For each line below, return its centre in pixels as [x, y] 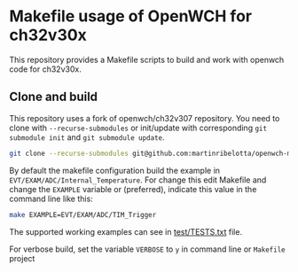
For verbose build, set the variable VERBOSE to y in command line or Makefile [147, 249]
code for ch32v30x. [45, 69]
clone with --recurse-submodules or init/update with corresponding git [138, 128]
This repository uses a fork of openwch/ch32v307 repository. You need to [145, 118]
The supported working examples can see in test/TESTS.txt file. [125, 231]
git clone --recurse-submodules [69, 153]
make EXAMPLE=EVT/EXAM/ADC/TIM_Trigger [83, 214]
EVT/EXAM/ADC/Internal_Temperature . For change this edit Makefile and [138, 180]
